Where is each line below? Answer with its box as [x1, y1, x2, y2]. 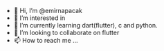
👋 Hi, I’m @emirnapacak [13, 7, 83, 14]
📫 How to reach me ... [13, 37, 78, 44]
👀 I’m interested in [13, 14, 66, 22]
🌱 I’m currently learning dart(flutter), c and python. [13, 21, 158, 29]
